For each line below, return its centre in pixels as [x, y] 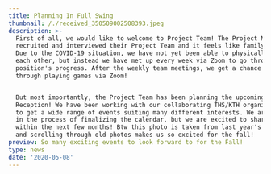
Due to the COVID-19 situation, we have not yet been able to [122, 53]
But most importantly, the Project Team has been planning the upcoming [140, 97]
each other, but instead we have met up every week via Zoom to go [131, 61]
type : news [27, 150]
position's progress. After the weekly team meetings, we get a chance [139, 68]
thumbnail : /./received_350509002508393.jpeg [86, 23]
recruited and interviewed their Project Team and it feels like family [140, 46]
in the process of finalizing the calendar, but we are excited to [131, 120]
